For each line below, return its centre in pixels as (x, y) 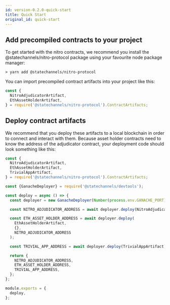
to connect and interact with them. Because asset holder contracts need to (83, 138)
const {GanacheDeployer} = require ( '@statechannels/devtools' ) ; (74, 186)
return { (19, 256)
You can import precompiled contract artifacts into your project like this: (80, 82)
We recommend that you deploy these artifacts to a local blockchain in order (85, 133)
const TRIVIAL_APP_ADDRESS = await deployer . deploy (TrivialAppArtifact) (88, 246)
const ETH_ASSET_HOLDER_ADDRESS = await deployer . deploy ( (72, 218)
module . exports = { (26, 288)
